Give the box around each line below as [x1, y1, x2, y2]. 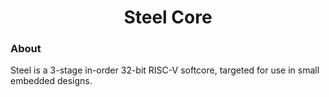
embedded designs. [10, 75, 93, 87]
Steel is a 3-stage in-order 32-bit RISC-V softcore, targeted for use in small [10, 64, 320, 76]
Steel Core [123, 6, 213, 29]
